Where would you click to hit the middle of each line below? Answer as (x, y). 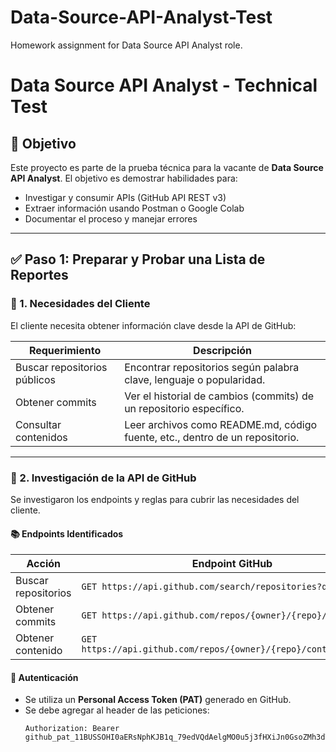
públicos (35, 379)
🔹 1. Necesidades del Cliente (80, 304)
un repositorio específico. (184, 408)
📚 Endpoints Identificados (67, 533)
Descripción (223, 350)
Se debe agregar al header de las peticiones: (117, 710)
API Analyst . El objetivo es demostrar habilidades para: (124, 178)
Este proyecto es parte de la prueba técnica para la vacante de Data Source (167, 167)
